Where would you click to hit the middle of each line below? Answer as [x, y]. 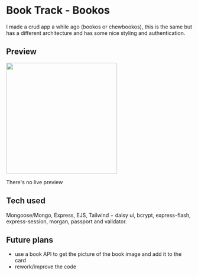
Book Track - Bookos [58, 10]
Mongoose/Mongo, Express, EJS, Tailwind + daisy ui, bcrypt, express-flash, [98, 215]
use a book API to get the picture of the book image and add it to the [98, 254]
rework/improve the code [46, 267]
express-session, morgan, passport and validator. [66, 221]
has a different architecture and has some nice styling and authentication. [96, 33]
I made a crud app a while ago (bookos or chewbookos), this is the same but [99, 27]
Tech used [26, 201]
